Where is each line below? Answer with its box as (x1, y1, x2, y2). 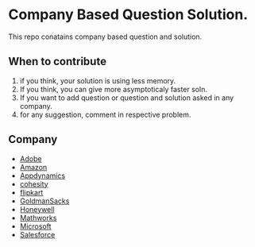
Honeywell (19, 204, 55, 214)
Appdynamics (19, 171, 66, 180)
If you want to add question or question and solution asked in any (19, 93, 234, 102)
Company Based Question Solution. (8, 6, 249, 24)
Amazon (19, 162, 48, 172)
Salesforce (19, 230, 56, 239)
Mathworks (19, 213, 57, 222)
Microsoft (19, 221, 52, 231)
